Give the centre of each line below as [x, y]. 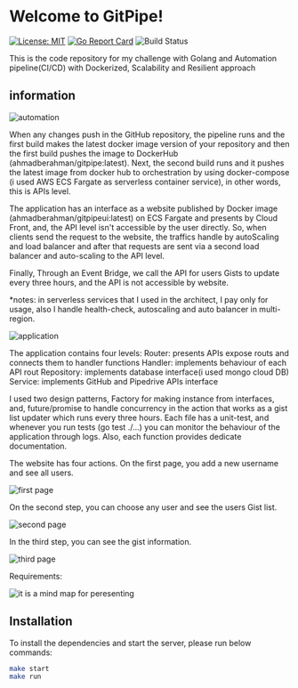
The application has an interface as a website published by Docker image [144, 208]
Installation [41, 622]
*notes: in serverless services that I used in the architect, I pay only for [139, 299]
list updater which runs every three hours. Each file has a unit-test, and [139, 417]
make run [25, 677]
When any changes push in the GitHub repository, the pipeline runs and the [147, 134]
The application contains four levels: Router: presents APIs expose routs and [149, 352]
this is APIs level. [40, 191]
